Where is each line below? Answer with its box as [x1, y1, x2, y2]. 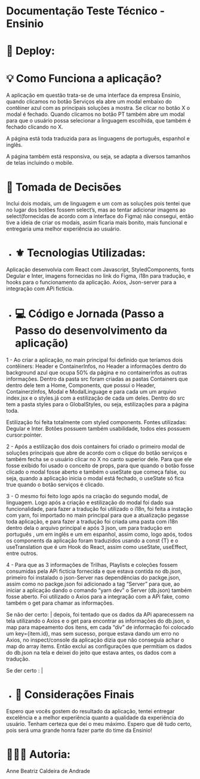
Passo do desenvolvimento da [14, 324, 168, 338]
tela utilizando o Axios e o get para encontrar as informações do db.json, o [6, 617, 190, 625]
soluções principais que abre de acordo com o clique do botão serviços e [6, 449, 187, 456]
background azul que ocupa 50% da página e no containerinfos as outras [6, 369, 187, 376]
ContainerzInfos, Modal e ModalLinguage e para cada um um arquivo [6, 388, 177, 395]
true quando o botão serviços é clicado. [6, 481, 104, 488]
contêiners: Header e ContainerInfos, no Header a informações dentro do [6, 363, 187, 370]
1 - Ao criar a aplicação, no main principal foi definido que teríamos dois [6, 357, 183, 364]
